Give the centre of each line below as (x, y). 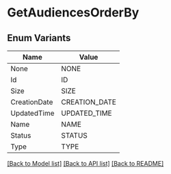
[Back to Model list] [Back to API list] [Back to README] (85, 163)
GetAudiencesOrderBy (73, 13)
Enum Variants (39, 38)
